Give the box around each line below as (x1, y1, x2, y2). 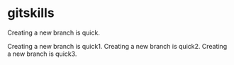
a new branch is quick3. (7, 49, 77, 58)
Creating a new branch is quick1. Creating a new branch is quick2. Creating (7, 42, 228, 50)
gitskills (7, 5, 55, 21)
